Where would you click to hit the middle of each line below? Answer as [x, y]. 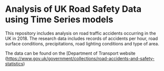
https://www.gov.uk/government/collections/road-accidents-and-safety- [81, 58]
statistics [14, 64]
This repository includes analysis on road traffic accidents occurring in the [81, 33]
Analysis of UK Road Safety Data [73, 9]
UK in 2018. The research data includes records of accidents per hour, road [82, 38]
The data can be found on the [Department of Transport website [70, 53]
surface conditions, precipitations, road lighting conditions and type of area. [82, 43]
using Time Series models [59, 19]
